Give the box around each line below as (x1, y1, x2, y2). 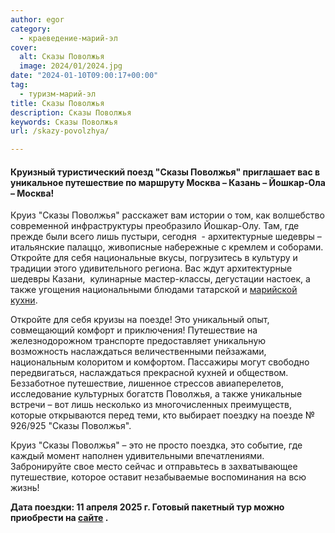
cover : (10, 42, 38, 53)
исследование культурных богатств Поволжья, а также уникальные (10, 388, 303, 400)
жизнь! (10, 482, 40, 494)
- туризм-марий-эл (19, 89, 97, 99)
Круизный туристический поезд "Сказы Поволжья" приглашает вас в (10, 166, 321, 178)
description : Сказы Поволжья (10, 107, 132, 118)
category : (10, 24, 52, 34)
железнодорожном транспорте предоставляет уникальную (10, 335, 267, 347)
